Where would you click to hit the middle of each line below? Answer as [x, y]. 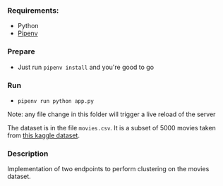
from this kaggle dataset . [43, 135]
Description [28, 154]
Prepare [21, 51]
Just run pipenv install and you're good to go [85, 67]
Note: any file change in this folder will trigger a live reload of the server [111, 114]
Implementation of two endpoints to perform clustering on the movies [108, 169]
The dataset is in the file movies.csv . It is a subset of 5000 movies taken [112, 128]
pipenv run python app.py [55, 101]
